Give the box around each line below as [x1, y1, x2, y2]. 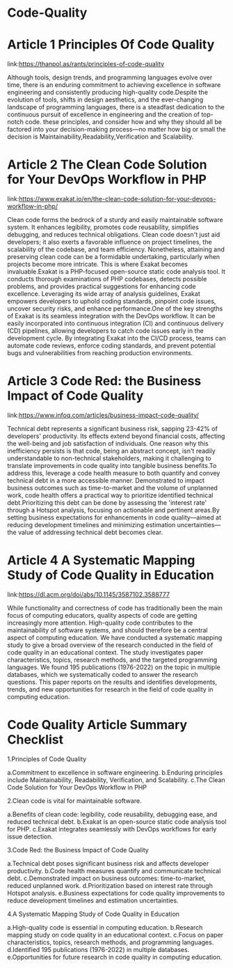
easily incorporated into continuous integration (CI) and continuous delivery [7, 319, 224, 328]
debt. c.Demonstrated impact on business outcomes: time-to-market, [7, 874, 207, 882]
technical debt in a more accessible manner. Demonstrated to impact [7, 476, 205, 485]
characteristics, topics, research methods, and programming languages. [7, 938, 214, 946]
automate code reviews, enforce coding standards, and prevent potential [7, 341, 216, 350]
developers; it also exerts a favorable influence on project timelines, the [7, 238, 212, 247]
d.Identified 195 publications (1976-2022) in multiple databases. [7, 945, 190, 953]
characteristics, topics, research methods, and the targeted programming [7, 655, 218, 664]
